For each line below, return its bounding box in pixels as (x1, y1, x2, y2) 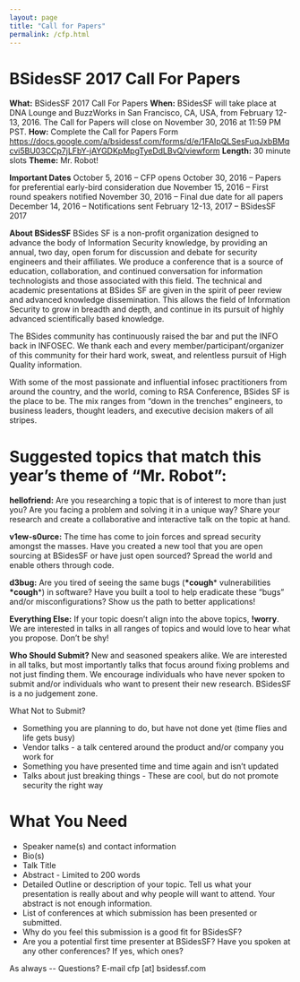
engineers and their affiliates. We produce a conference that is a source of (9, 256, 284, 267)
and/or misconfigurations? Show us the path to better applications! (9, 597, 256, 607)
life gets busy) (21, 732, 76, 744)
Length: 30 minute (221, 145, 291, 157)
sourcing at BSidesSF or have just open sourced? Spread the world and (9, 550, 273, 561)
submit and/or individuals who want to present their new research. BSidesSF (9, 678, 292, 690)
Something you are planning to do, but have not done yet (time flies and (21, 723, 287, 734)
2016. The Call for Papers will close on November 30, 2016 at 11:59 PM (21, 117, 282, 128)
